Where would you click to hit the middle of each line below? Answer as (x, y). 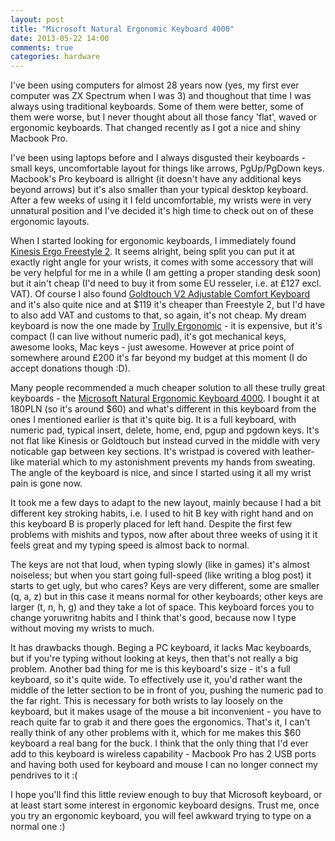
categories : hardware (55, 57)
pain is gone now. (46, 483)
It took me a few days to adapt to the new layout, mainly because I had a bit (166, 503)
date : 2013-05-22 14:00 (60, 38)
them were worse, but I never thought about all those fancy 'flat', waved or (164, 117)
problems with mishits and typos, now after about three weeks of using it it (164, 535)
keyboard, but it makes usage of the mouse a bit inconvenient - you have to (166, 712)
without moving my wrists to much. (82, 628)
